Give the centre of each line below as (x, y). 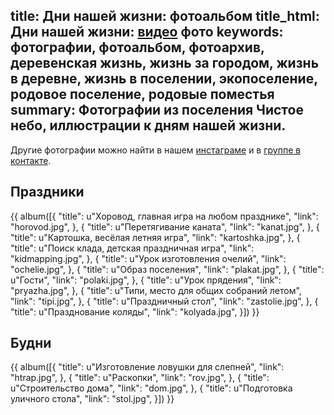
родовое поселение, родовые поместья (142, 94)
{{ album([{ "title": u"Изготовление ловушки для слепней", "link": (147, 367)
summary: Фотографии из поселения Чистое (157, 110)
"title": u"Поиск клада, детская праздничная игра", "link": (132, 248)
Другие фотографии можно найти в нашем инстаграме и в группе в (156, 150)
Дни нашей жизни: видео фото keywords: (147, 32)
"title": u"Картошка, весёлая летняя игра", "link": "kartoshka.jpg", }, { (155, 237)
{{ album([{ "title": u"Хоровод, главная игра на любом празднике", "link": (164, 216)
